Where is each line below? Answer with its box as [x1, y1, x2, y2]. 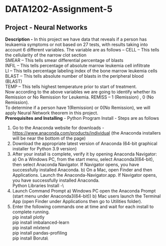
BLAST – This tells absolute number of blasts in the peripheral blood [5, 73, 144, 79]
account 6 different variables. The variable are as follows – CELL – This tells [5, 47, 160, 52]
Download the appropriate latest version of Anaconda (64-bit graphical [12, 141, 158, 147]
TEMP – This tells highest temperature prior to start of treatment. [5, 84, 137, 90]
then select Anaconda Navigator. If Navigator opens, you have [12, 162, 140, 167]
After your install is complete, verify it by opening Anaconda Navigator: [12, 151, 157, 157]
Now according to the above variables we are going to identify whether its [5, 89, 156, 95]
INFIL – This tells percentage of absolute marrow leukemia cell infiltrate [5, 63, 150, 68]
